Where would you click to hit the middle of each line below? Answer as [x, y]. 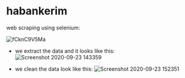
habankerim [37, 11]
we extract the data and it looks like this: [65, 51]
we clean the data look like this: [54, 69]
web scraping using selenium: [43, 28]
